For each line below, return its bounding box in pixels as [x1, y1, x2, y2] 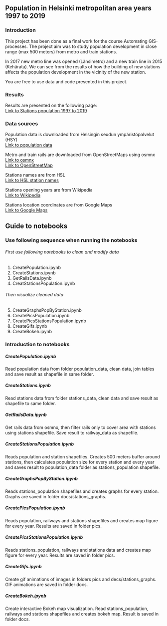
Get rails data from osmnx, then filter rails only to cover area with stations [5, 424, 156, 430]
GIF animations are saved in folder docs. [5, 581, 88, 588]
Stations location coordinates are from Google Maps [5, 202, 113, 208]
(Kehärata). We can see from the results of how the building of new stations [5, 63, 161, 69]
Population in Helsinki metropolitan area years [5, 4, 152, 12]
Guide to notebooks [5, 221, 68, 230]
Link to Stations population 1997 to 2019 [5, 107, 87, 114]
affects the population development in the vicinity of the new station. [5, 69, 146, 75]
